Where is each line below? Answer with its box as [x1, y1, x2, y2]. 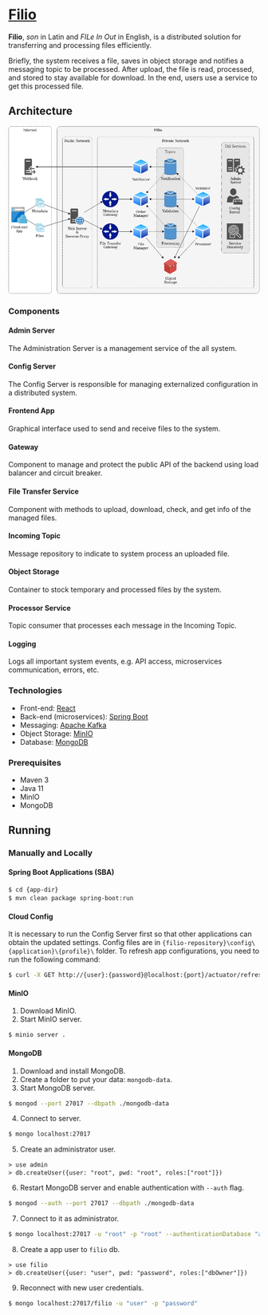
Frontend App [8, 406, 55, 415]
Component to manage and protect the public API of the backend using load [8, 460, 259, 470]
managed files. [8, 513, 57, 522]
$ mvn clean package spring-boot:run [8, 895, 134, 903]
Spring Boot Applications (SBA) [8, 867, 115, 876]
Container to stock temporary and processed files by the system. [8, 585, 222, 594]
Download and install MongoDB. [19, 1066, 126, 1076]
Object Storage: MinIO [19, 728, 93, 738]
